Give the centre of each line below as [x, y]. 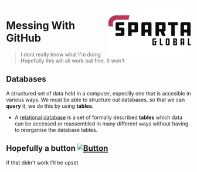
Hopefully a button [41, 148]
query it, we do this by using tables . [50, 106]
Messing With [40, 26]
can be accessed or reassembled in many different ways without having [101, 123]
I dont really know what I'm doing [61, 54]
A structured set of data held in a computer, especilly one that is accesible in [98, 93]
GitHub [23, 38]
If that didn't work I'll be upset [42, 163]
